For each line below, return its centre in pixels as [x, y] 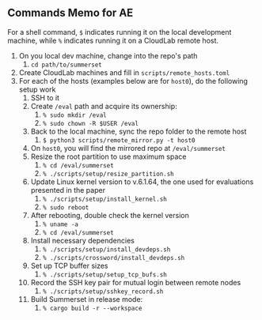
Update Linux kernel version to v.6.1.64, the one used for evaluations [142, 182]
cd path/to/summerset [66, 65]
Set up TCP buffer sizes [69, 265]
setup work [37, 89]
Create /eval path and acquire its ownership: [104, 106]
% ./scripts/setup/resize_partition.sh [108, 174]
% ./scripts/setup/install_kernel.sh [104, 199]
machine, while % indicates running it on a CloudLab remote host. [113, 40]
